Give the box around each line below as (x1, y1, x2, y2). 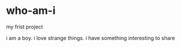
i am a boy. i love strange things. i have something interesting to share (6, 34, 175, 41)
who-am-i (6, 4, 56, 17)
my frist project (6, 23, 43, 30)
